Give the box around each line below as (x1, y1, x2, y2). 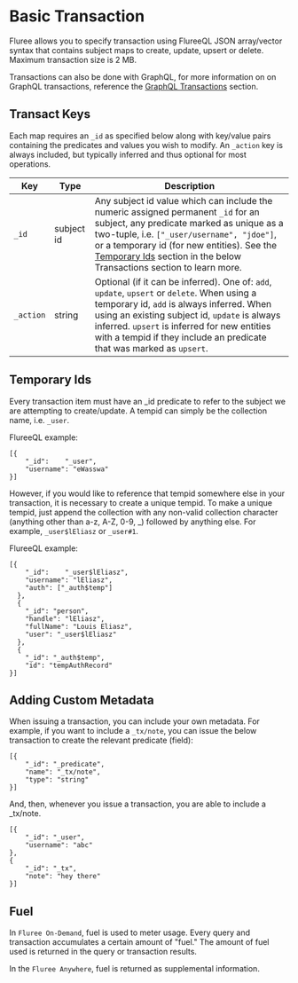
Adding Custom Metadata (9, 692, 155, 707)
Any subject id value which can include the (94, 194, 273, 207)
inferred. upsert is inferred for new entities (94, 319, 271, 332)
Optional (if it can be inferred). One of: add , (94, 275, 272, 287)
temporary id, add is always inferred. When (94, 297, 272, 310)
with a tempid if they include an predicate (94, 331, 268, 343)
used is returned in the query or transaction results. (9, 947, 198, 957)
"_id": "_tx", (25, 864, 77, 873)
